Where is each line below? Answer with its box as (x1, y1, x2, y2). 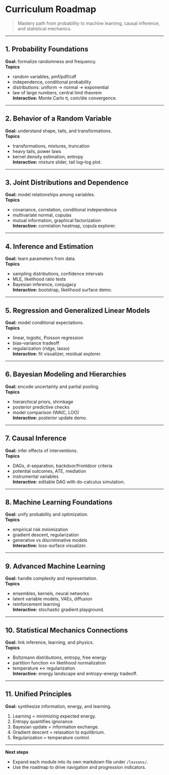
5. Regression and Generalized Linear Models (5, 306, 150, 315)
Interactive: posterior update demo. (12, 415, 88, 421)
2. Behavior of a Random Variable (5, 115, 112, 123)
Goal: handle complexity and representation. (5, 575, 98, 581)
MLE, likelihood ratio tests (12, 276, 66, 282)
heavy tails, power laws (12, 148, 61, 154)
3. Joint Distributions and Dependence (5, 178, 129, 187)
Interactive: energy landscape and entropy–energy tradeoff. (12, 671, 138, 677)
